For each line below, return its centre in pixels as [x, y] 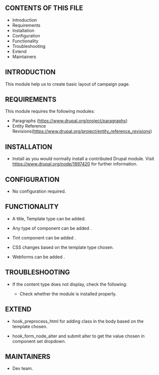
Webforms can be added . [39, 257]
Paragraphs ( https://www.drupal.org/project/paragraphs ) [70, 121]
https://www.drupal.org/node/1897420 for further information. [75, 164]
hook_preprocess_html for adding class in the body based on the [78, 321]
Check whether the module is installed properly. [68, 294]
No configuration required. [39, 191]
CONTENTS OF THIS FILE [44, 8]
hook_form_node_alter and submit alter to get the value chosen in [78, 336]
